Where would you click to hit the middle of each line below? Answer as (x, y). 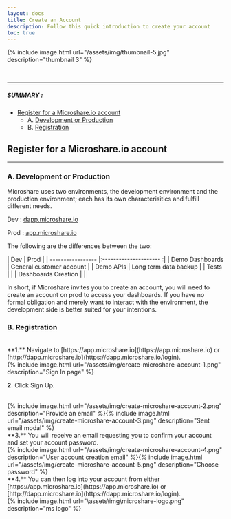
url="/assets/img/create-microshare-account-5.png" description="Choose (113, 464)
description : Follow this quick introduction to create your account (109, 26)
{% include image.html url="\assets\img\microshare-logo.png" (96, 501)
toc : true (21, 33)
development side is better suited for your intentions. (82, 309)
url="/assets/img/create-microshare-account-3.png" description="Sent (109, 420)
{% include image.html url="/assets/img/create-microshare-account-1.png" (114, 364)
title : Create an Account (44, 20)
